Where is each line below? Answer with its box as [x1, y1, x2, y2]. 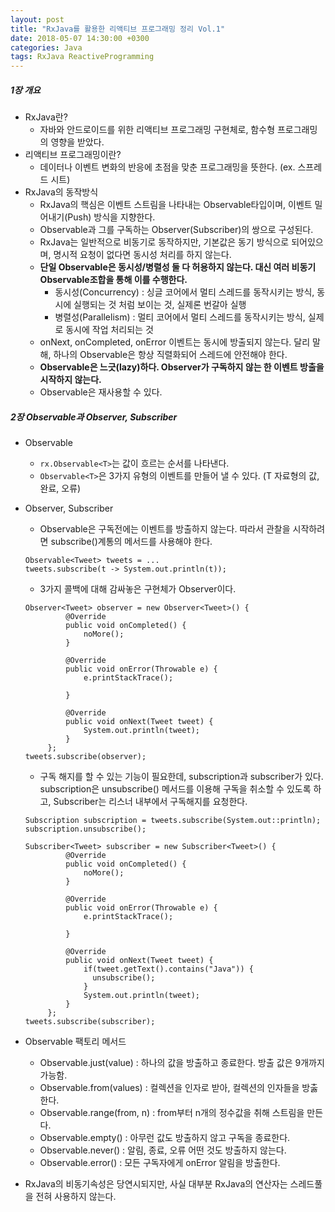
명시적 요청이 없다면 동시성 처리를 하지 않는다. [53, 249, 232, 261]
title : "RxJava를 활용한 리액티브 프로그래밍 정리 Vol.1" [10, 24, 226, 34]
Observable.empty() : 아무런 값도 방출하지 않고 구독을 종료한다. [39, 1132, 291, 1144]
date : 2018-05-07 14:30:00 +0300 [10, 33, 150, 43]
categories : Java [10, 42, 83, 53]
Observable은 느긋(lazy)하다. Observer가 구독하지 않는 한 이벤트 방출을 [39, 361, 325, 373]
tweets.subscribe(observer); [24, 752, 147, 762]
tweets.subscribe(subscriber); [24, 1017, 156, 1027]
